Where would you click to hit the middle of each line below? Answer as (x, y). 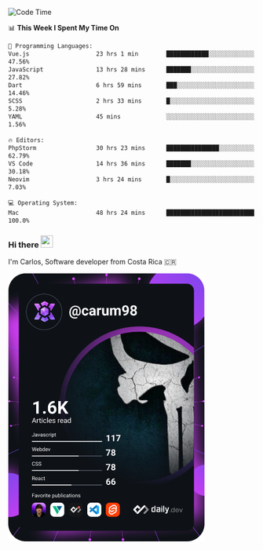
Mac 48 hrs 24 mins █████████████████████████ (131, 213)
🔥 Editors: (26, 140)
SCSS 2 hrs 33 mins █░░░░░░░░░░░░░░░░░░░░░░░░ (131, 101)
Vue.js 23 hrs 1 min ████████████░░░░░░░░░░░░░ (131, 54)
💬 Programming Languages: (50, 46)
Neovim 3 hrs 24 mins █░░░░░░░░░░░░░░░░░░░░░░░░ (131, 180)
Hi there (24, 245)
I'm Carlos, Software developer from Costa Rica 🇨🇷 (92, 262)
